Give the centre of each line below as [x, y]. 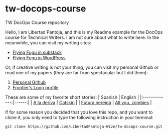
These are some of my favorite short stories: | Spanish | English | [72, 97]
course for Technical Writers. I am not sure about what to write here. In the [82, 37]
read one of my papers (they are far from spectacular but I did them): [76, 72]
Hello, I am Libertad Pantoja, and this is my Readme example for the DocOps [84, 32]
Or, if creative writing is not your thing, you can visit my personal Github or [82, 67]
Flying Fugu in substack [37, 52]
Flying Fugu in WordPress [39, 57]
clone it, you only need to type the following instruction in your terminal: [79, 117]
